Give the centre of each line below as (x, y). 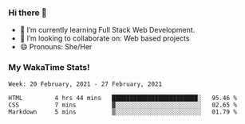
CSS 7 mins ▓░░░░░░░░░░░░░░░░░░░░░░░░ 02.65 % (123, 105)
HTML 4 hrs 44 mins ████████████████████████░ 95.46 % (123, 98)
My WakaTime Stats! (49, 68)
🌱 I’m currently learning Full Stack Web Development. (107, 30)
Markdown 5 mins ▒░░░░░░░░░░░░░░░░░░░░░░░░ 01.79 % (123, 112)
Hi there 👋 (28, 13)
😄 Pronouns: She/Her (56, 47)
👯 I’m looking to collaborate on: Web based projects (105, 38)
